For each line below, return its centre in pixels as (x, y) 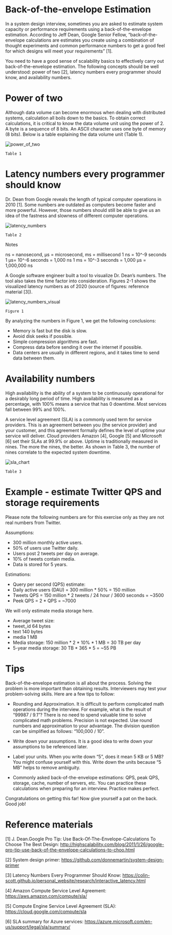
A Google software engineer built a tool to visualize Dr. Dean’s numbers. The (86, 275)
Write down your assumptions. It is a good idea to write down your (83, 741)
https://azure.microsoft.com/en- (118, 921)
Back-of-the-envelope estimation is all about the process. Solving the (79, 683)
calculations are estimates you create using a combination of (90, 40)
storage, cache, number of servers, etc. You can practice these (80, 783)
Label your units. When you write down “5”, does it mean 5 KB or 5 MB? (88, 757)
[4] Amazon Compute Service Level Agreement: (56, 890)
